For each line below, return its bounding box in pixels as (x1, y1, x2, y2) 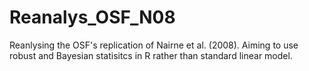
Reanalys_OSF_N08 (9, 6, 176, 29)
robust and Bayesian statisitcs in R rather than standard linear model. (9, 49, 293, 61)
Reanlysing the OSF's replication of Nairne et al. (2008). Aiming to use (9, 39, 299, 51)
